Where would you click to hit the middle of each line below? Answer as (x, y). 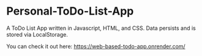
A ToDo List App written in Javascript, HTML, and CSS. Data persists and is (101, 28)
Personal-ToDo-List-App (70, 11)
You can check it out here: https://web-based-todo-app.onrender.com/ (96, 46)
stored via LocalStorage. (37, 34)
